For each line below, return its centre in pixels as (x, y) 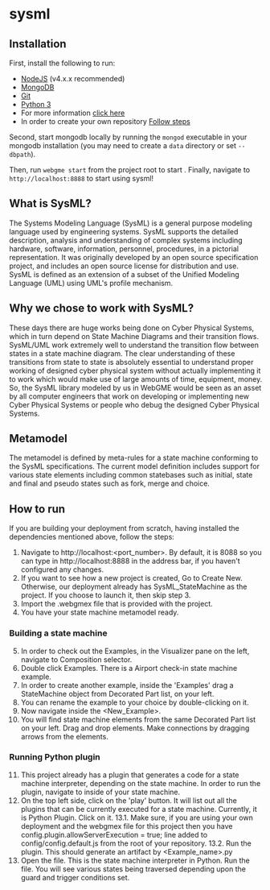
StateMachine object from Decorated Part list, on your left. (117, 693)
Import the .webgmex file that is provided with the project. (117, 604)
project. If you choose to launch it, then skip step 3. (106, 595)
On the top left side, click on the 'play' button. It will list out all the (129, 800)
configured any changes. (62, 569)
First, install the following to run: (62, 63)
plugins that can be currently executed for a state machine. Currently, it (139, 809)
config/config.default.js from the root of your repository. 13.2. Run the (136, 843)
